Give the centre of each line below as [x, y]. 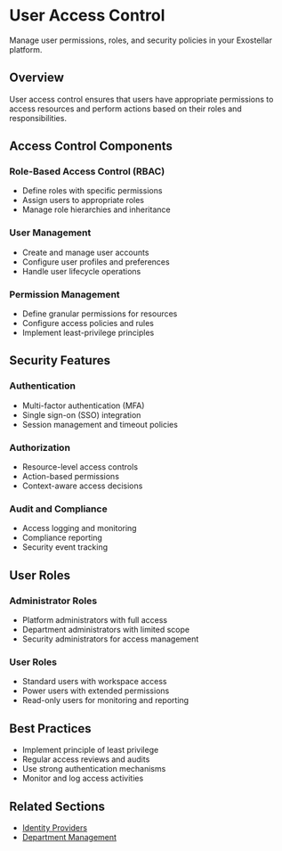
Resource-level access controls [80, 467]
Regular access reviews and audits [86, 759]
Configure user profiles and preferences [96, 262]
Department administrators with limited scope [105, 630]
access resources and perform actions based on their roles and [125, 109]
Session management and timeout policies [100, 424]
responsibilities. [38, 118]
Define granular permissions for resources [100, 314]
